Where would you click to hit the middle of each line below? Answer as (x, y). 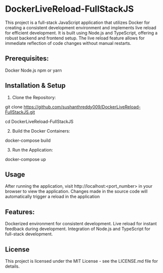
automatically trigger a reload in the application (52, 196)
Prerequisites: (27, 59)
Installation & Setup (35, 86)
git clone (14, 107)
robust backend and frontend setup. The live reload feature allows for (75, 38)
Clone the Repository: (34, 97)
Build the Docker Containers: (41, 131)
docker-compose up (26, 159)
